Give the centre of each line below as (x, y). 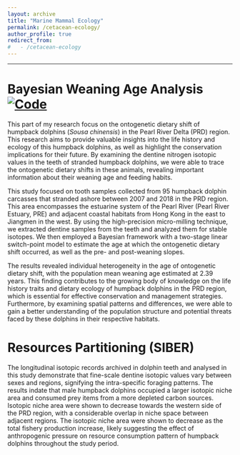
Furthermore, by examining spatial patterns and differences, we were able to (120, 304)
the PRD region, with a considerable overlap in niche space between (108, 413)
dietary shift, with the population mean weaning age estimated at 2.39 (110, 273)
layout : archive (31, 14)
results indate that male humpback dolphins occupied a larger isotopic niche (120, 390)
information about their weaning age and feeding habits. (90, 177)
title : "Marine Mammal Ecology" (55, 21)
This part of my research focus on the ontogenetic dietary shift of (104, 124)
